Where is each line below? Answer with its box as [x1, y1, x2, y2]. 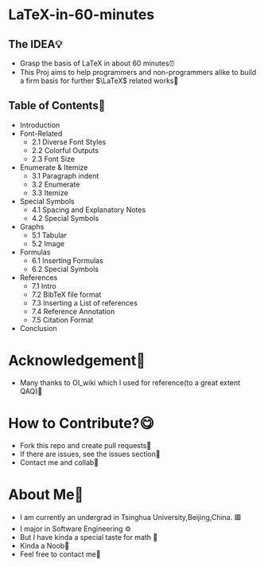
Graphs [19, 222, 45, 231]
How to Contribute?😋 [8, 414, 155, 432]
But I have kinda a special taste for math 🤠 [19, 532, 158, 541]
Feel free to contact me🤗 [19, 549, 101, 559]
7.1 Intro [31, 281, 57, 290]
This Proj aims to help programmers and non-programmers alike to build [19, 68, 257, 77]
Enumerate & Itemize [19, 162, 88, 172]
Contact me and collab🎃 [19, 457, 99, 467]
